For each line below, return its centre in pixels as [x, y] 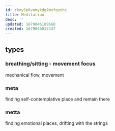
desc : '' [15, 19]
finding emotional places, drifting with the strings [57, 123]
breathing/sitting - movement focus [50, 64]
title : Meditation [25, 15]
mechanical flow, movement [35, 75]
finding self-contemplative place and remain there [58, 99]
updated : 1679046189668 [31, 24]
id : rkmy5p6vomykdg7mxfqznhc [36, 10]
